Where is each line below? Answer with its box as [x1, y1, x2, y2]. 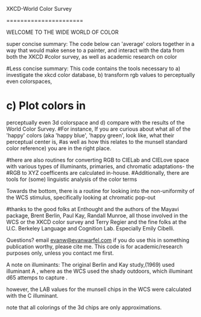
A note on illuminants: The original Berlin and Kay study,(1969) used [6, 261, 175, 268]
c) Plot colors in [6, 99, 86, 113]
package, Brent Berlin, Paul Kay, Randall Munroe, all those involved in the [6, 212, 188, 219]
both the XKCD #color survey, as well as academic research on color [6, 53, 177, 60]
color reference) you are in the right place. [6, 145, 112, 152]
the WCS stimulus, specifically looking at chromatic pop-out [6, 194, 156, 201]
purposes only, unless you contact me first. [6, 249, 114, 257]
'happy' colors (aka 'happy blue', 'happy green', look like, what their [6, 131, 174, 139]
